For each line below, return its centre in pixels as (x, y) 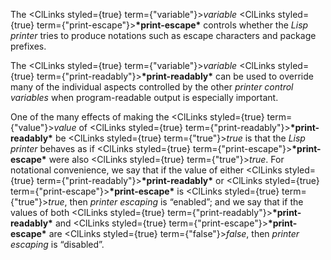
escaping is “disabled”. (57, 244)
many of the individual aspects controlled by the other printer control (152, 87)
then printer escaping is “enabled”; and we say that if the (186, 202)
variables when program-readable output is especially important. (144, 97)
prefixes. (28, 46)
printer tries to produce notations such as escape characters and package (163, 35)
